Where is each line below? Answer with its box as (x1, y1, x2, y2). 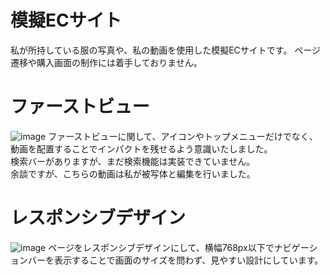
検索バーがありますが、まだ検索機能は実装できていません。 (10, 155, 256, 167)
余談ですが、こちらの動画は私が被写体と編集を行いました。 (10, 167, 256, 180)
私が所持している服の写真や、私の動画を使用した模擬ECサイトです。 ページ (10, 44, 322, 56)
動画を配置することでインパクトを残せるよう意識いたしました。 (10, 142, 273, 155)
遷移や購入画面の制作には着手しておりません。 (10, 56, 203, 68)
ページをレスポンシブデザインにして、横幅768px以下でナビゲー (48, 241, 310, 253)
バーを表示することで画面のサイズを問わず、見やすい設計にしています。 (27, 254, 324, 266)
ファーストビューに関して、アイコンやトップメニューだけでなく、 (48, 130, 318, 142)
